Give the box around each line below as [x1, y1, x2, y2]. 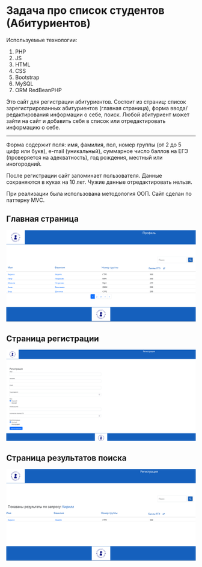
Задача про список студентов [6, 4, 165, 17]
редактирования [6, 111, 49, 118]
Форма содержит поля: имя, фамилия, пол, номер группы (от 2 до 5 [6, 141, 182, 148]
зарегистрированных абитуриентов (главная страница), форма [6, 104, 170, 111]
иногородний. [6, 160, 42, 168]
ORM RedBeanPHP [14, 86, 62, 93]
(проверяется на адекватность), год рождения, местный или [6, 154, 163, 161]
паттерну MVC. [6, 196, 45, 204]
